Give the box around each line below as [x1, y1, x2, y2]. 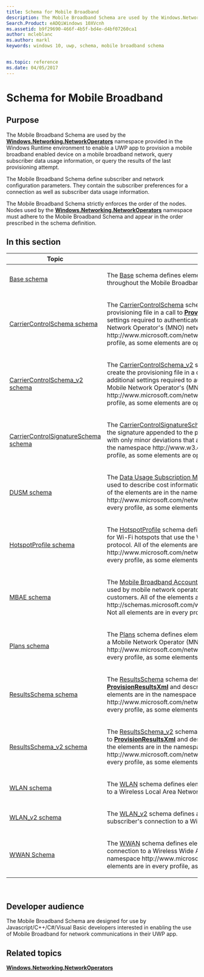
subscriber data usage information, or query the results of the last [6, 157, 171, 164]
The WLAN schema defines [106, 780, 185, 789]
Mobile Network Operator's [106, 383, 185, 392]
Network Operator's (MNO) [106, 323, 185, 332]
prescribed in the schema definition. [6, 219, 97, 227]
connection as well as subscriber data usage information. [6, 188, 150, 195]
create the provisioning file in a [106, 368, 195, 377]
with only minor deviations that [106, 436, 194, 444]
